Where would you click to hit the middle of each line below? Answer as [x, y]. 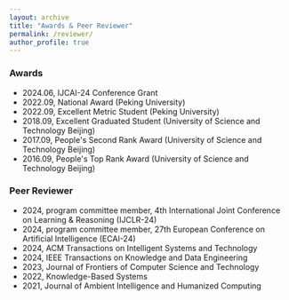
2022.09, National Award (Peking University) [104, 102]
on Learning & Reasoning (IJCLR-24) [89, 219]
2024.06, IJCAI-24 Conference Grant [90, 92]
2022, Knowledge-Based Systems [85, 276]
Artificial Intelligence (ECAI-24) [79, 238]
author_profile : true [49, 42]
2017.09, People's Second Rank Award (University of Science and [142, 139]
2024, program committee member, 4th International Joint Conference [151, 210]
